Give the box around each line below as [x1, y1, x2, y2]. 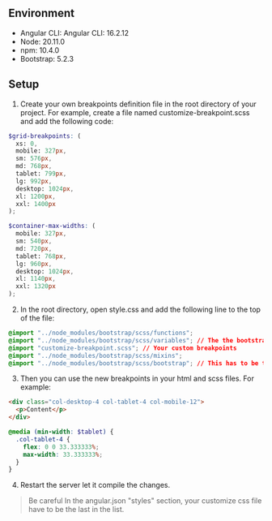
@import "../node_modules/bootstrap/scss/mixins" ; [8, 351, 183, 360]
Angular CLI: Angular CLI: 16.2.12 [19, 28, 130, 37]
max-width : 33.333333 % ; [23, 450, 104, 459]
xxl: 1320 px [15, 282, 57, 291]
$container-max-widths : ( [8, 222, 96, 230]
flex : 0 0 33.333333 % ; [23, 442, 100, 451]
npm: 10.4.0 [19, 45, 60, 55]
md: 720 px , [15, 244, 53, 252]
